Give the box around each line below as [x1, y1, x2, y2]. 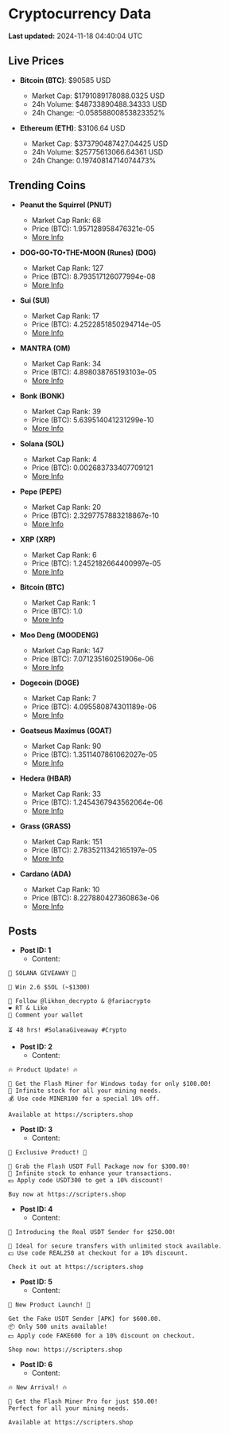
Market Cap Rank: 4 [31, 454, 98, 464]
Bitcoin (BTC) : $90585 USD [19, 75, 111, 84]
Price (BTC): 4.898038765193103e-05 [31, 367, 157, 377]
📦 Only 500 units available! [8, 1323, 108, 1331]
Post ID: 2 [19, 1042, 53, 1052]
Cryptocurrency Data [8, 5, 152, 23]
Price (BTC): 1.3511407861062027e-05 [31, 750, 157, 759]
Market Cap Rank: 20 [31, 502, 102, 511]
